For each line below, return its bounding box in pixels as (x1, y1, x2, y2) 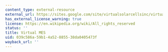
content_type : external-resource (5, 7, 75, 12)
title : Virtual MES (5, 30, 46, 35)
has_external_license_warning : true (5, 16, 81, 21)
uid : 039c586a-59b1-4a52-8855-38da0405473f (5, 35, 97, 40)
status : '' (5, 26, 28, 31)
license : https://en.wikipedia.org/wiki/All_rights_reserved (5, 21, 135, 26)
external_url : (5, 12, 35, 17)
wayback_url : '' (5, 40, 39, 45)
